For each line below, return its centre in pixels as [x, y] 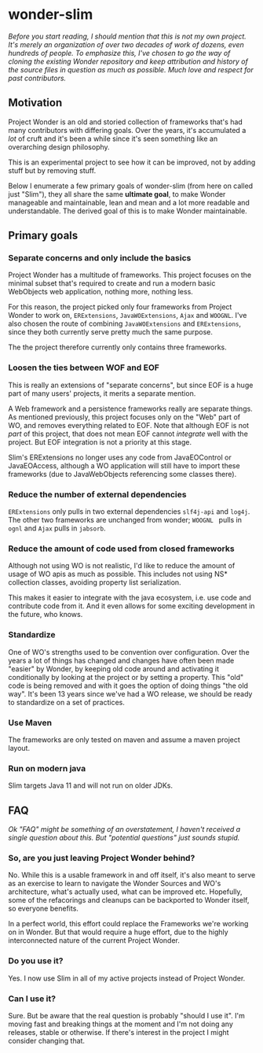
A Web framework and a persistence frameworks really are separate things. [130, 408]
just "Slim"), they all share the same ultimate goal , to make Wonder [117, 194]
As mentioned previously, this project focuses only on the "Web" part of [124, 417]
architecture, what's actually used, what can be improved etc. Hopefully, [125, 892]
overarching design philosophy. [59, 146]
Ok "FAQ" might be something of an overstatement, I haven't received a [124, 829]
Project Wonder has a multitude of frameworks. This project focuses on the [130, 275]
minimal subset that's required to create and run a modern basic [112, 283]
